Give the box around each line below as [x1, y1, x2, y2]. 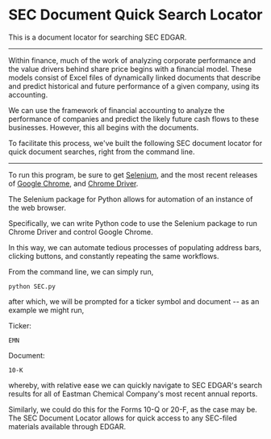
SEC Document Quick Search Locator [8, 6, 264, 24]
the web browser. [8, 203, 67, 212]
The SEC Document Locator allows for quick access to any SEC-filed [8, 413, 238, 423]
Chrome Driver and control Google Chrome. [8, 227, 153, 236]
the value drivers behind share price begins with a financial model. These [8, 64, 252, 73]
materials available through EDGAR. [8, 421, 127, 431]
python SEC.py [8, 282, 56, 291]
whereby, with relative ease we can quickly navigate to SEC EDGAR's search [8, 380, 262, 390]
